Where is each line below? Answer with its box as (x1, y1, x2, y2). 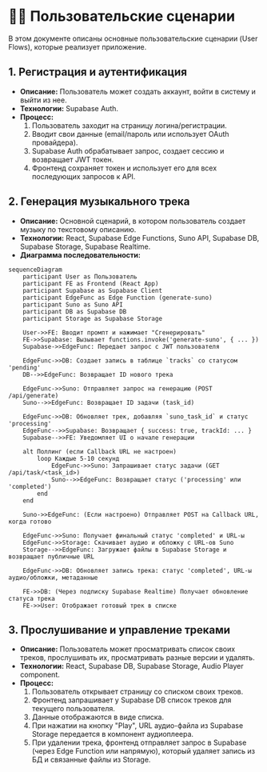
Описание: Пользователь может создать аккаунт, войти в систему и (19, 86, 256, 96)
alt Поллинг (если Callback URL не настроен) (22, 447, 177, 455)
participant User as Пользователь (22, 272, 137, 281)
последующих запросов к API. (31, 171, 136, 181)
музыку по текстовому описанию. (19, 224, 137, 234)
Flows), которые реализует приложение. (8, 42, 147, 51)
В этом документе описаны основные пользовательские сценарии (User (8, 34, 258, 43)
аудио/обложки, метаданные (8, 574, 98, 582)
